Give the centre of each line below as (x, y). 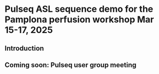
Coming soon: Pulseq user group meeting (71, 65)
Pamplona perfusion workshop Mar (79, 19)
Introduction (24, 48)
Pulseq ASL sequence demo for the (79, 9)
